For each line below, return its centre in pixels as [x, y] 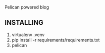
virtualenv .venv [28, 35]
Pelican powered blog [27, 7]
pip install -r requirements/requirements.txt [56, 40]
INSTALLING [24, 23]
